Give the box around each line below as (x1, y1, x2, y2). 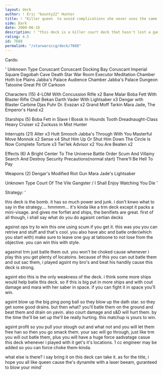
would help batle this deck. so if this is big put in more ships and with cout (5, 279, 153, 285)
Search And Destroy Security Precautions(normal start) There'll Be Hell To (5, 156, 153, 161)
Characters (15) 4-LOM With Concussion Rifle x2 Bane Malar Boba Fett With (5, 91, 157, 97)
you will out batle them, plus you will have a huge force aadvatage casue (5, 334, 150, 340)
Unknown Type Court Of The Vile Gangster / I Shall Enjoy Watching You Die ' (5, 180, 158, 186)
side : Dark (5, 20, 27, 26)
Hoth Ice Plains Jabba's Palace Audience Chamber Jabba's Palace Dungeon (5, 77, 158, 82)
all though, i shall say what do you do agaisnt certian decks (5, 214, 123, 220)
